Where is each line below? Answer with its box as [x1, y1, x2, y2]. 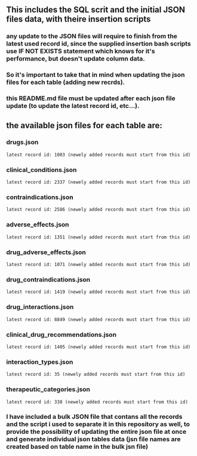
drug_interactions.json [6, 303, 74, 311]
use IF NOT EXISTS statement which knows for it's [6, 47, 155, 56]
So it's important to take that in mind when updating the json [6, 71, 185, 79]
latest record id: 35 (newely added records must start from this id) [6, 372, 186, 378]
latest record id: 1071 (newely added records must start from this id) [6, 262, 191, 268]
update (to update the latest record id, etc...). [6, 102, 140, 110]
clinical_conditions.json [6, 165, 77, 174]
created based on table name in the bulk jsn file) [6, 443, 148, 451]
